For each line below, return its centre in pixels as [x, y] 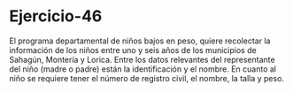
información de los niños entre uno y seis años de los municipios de [133, 50]
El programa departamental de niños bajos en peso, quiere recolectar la [140, 41]
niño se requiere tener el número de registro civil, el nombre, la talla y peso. [147, 78]
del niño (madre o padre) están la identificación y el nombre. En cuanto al [143, 69]
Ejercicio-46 [56, 16]
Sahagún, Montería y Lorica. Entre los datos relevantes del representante [143, 59]
